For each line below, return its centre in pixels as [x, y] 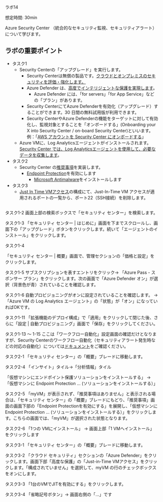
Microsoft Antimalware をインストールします [78, 179]
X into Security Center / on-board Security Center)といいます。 [90, 130]
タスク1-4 [15, 246]
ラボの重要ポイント [34, 51]
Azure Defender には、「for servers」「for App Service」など [94, 94]
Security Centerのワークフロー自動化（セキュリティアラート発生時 [85, 340]
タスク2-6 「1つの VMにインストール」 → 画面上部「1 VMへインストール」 [80, 429]
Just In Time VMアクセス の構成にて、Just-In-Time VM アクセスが [85, 191]
